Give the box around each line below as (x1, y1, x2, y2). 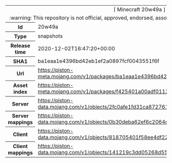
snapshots (37, 33, 63, 39)
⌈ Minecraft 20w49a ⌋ (113, 6, 165, 13)
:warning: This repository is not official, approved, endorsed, (9, 14, 155, 21)
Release (10, 42, 31, 49)
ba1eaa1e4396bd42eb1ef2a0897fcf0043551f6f (37, 57, 160, 65)
